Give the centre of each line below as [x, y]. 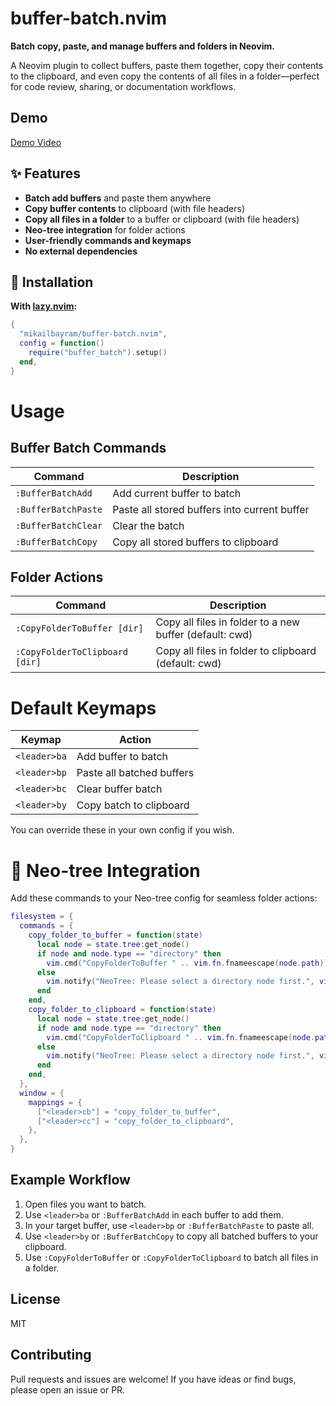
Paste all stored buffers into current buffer [211, 509]
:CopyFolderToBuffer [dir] [79, 628]
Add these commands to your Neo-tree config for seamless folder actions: [164, 898]
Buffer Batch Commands [88, 448]
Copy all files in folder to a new [228, 622]
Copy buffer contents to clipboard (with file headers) [135, 208]
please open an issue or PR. [68, 1389]
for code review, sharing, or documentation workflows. [123, 86]
